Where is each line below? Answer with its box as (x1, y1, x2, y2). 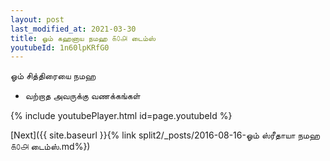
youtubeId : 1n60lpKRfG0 (10, 42, 110, 53)
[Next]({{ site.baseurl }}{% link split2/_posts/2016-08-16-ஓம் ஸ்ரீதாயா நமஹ (10, 129, 321, 141)
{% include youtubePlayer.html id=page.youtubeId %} (10, 110, 233, 122)
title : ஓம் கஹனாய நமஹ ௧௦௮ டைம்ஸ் (10, 33, 156, 43)
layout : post (10, 14, 65, 25)
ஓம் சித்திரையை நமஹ (10, 70, 97, 82)
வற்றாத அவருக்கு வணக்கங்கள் (24, 90, 141, 102)
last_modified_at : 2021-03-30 (10, 24, 137, 34)
